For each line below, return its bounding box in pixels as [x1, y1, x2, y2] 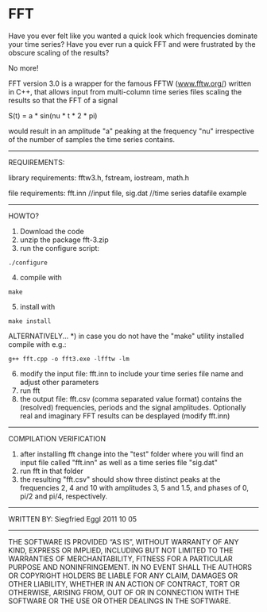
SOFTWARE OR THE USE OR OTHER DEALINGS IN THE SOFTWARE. [8, 596, 231, 606]
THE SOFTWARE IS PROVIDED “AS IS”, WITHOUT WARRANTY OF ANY [8, 537, 239, 546]
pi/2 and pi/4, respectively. [19, 491, 108, 501]
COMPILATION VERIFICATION [8, 433, 106, 443]
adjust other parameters [19, 377, 99, 387]
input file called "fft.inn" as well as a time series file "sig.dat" [19, 457, 219, 467]
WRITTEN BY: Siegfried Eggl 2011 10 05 [8, 514, 137, 524]
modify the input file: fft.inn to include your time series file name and [19, 368, 244, 378]
